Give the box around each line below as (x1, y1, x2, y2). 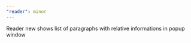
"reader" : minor (6, 8, 47, 15)
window (6, 31, 26, 38)
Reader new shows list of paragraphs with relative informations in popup (6, 25, 186, 32)
